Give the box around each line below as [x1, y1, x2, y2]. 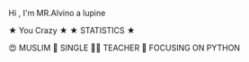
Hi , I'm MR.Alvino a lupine [8, 8, 106, 18]
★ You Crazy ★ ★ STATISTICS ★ [8, 25, 136, 35]
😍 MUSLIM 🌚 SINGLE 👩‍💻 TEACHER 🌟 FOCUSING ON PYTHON [8, 42, 240, 53]
